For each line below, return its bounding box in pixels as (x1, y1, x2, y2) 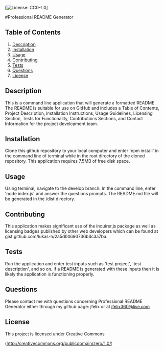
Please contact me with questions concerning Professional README (5, 298, 143, 304)
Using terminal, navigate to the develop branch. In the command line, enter (5, 185, 156, 191)
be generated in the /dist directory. (5, 196, 75, 202)
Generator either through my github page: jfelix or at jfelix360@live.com (5, 303, 150, 309)
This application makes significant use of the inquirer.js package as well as (5, 223, 156, 229)
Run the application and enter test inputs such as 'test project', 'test (5, 260, 141, 267)
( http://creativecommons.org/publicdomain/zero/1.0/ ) (5, 340, 113, 346)
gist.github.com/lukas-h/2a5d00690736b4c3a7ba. (5, 233, 108, 240)
